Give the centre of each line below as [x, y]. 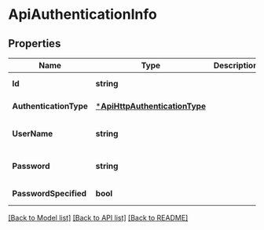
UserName [33, 133]
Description [236, 66]
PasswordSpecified [49, 193]
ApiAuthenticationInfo [82, 15]
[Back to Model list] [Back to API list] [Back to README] [98, 218]
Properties [35, 44]
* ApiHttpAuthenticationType [151, 106]
